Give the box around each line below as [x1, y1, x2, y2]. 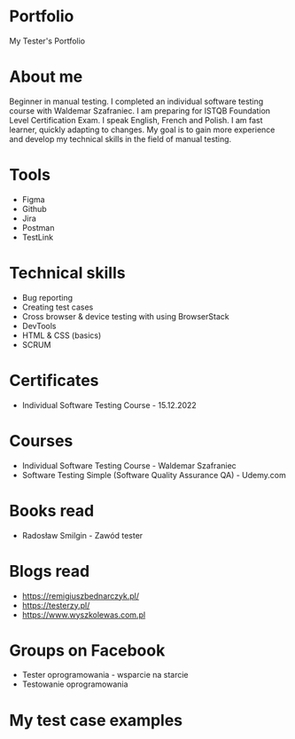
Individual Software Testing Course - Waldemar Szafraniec [21, 460, 237, 471]
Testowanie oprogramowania [21, 679, 128, 689]
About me [9, 67, 83, 87]
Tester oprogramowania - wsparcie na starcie [21, 670, 189, 680]
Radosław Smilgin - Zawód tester [21, 530, 144, 540]
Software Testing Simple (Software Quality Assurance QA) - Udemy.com [21, 469, 286, 480]
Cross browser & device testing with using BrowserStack [21, 311, 229, 321]
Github [21, 203, 47, 214]
